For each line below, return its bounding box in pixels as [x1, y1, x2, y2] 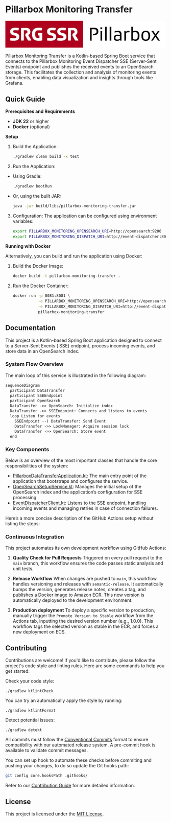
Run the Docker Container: [12, 283, 69, 289]
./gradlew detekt [5, 727, 42, 733]
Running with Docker [5, 243, 51, 249]
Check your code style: [5, 678, 55, 684]
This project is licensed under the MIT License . [5, 811, 104, 817]
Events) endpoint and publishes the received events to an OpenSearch [5, 64, 154, 70]
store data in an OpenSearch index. [5, 348, 80, 354]
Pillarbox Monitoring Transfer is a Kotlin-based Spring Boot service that [5, 53, 155, 59]
